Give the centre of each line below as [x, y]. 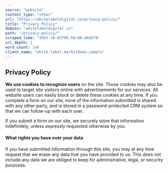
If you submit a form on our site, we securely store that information [75, 121]
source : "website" [24, 10]
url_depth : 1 [19, 43]
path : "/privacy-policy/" [32, 33]
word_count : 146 [22, 47]
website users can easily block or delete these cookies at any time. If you [81, 95]
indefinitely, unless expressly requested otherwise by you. [66, 126]
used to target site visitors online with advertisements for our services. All [82, 90]
